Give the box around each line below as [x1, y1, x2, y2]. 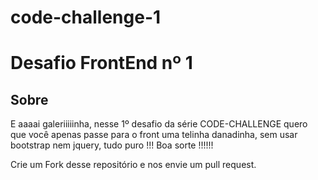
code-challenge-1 [10, 6, 162, 29]
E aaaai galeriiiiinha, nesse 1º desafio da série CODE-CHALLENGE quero [10, 118, 308, 130]
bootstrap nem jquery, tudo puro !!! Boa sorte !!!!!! [10, 139, 214, 151]
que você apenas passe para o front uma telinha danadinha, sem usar [10, 129, 298, 141]
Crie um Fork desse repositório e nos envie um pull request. [10, 159, 257, 171]
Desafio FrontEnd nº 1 [10, 52, 193, 75]
